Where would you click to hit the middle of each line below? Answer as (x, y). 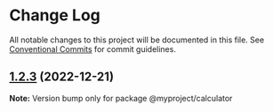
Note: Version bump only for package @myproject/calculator (121, 98)
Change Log (55, 15)
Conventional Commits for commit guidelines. (92, 49)
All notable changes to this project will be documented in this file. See (137, 40)
